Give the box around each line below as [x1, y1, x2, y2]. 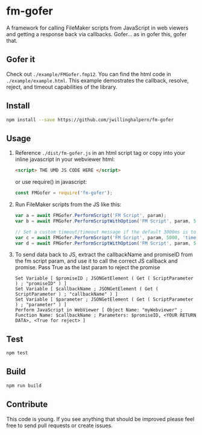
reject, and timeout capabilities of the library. [6, 83, 118, 90]
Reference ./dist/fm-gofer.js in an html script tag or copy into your [14, 149, 186, 157]
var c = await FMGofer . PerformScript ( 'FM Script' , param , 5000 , [14, 234, 180, 240]
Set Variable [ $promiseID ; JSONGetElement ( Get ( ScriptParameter [14, 275, 194, 281]
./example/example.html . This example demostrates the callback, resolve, [6, 77, 189, 84]
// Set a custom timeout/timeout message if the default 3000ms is [14, 229, 188, 235]
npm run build [6, 383, 42, 389]
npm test [6, 350, 28, 356]
